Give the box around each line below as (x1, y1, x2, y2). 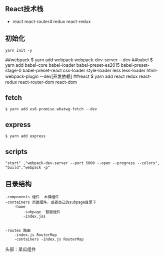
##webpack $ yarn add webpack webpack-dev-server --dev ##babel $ (5, 57, 153, 63)
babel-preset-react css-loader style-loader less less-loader (22, 67, 146, 73)
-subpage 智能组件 (23, 209, 61, 214)
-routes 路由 (5, 228, 31, 233)
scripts (5, 147, 27, 156)
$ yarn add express (5, 134, 46, 139)
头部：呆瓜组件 (5, 246, 36, 252)
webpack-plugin (5, 73, 39, 79)
